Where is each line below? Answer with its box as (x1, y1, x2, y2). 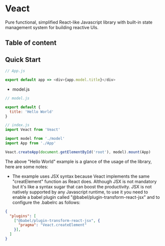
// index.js (5, 123, 30, 128)
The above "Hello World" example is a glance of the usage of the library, (5, 158, 152, 164)
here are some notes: (5, 163, 48, 170)
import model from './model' (5, 136, 65, 141)
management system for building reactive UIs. (5, 24, 99, 30)
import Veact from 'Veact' (5, 127, 61, 132)
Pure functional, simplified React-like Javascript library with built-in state (5, 19, 153, 25)
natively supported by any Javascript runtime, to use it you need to (12, 189, 148, 195)
